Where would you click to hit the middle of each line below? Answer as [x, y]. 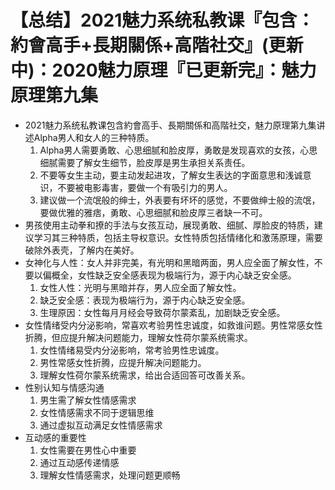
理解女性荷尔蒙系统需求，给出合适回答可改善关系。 [145, 375]
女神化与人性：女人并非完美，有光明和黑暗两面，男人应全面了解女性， [169, 262]
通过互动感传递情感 [79, 462]
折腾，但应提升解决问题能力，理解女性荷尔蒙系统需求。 [138, 337]
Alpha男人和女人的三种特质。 [94, 137]
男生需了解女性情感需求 [88, 400]
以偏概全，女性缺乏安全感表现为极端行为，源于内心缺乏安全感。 [165, 275]
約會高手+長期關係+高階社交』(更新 [157, 45]
